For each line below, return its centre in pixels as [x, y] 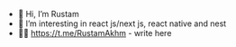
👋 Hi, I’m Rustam [48, 14]
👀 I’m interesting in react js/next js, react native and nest [122, 23]
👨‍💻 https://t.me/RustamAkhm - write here [95, 33]
